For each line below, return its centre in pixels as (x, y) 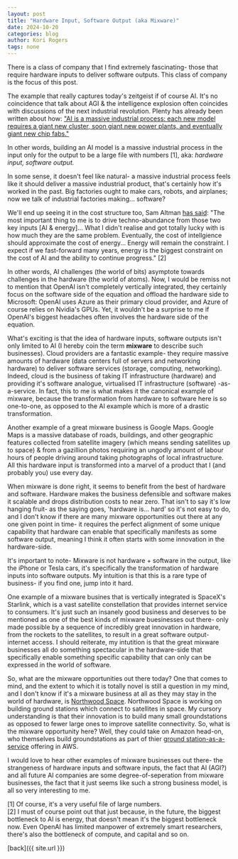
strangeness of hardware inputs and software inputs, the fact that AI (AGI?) (117, 768)
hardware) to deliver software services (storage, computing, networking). (115, 368)
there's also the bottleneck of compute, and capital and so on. (98, 834)
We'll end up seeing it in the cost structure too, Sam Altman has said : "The (116, 213)
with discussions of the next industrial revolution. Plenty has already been (115, 111)
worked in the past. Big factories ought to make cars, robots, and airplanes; (118, 191)
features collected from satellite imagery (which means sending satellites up (119, 442)
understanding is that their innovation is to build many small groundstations (117, 716)
